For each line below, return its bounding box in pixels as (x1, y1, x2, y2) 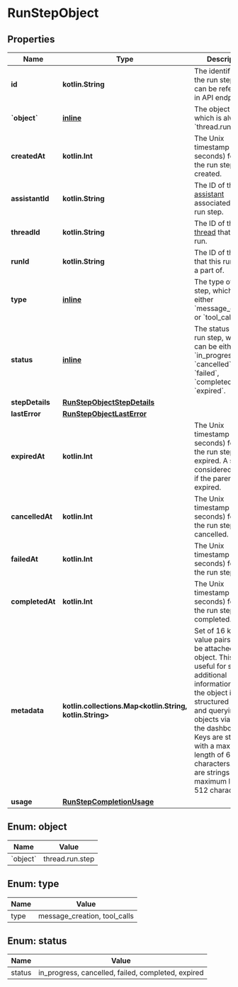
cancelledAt (11, 512, 53, 521)
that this (193, 256, 222, 266)
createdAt (11, 151, 46, 161)
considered (193, 465, 232, 474)
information (193, 679, 232, 689)
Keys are (193, 732, 223, 742)
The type (193, 277, 225, 286)
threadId (11, 227, 40, 237)
